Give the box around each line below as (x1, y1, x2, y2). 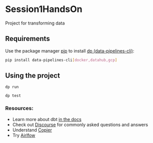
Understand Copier (12, 126, 52, 133)
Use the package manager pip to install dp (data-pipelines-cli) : (5, 47, 134, 53)
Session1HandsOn (5, 3, 82, 15)
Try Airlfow (12, 132, 35, 138)
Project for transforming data (5, 20, 65, 26)
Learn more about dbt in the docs (12, 116, 81, 122)
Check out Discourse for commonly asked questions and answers (12, 121, 148, 127)
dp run (5, 84, 19, 89)
